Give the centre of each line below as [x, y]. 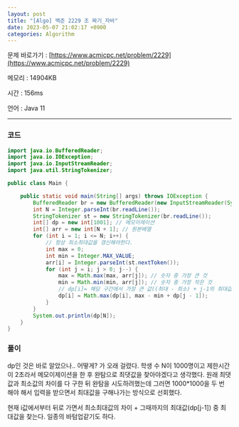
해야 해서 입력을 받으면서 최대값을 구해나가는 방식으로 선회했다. [95, 392]
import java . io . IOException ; [51, 157]
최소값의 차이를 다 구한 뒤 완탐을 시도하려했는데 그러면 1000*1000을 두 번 [123, 383]
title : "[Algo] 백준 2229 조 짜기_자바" [63, 21]
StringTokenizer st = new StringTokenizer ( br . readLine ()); [122, 216]
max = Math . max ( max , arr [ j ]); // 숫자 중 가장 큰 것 [133, 276]
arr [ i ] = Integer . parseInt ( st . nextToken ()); [112, 262]
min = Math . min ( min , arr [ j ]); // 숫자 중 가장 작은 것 [135, 283]
